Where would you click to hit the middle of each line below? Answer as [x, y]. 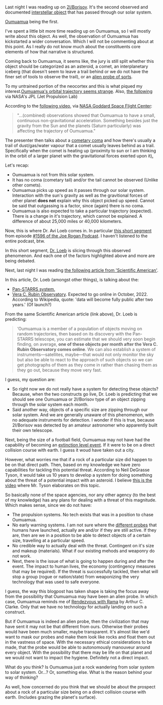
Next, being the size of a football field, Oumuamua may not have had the [78, 440]
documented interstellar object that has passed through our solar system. [79, 12]
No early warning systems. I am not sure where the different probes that [84, 525]
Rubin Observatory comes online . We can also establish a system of [86, 349]
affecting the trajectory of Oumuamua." [56, 131]
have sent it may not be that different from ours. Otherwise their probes [77, 627]
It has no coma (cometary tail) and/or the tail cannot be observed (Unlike [85, 180]
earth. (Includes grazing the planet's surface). [51, 697]
